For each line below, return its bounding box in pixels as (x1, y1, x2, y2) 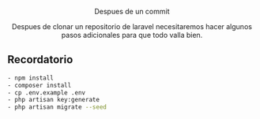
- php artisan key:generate (7, 96, 100, 104)
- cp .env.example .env (7, 88, 86, 97)
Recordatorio (7, 53, 73, 66)
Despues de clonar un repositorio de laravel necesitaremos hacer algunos (12, 22, 252, 31)
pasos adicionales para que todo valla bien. (61, 31, 203, 39)
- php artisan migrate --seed (7, 103, 107, 111)
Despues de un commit (93, 7, 171, 16)
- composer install (7, 81, 72, 89)
